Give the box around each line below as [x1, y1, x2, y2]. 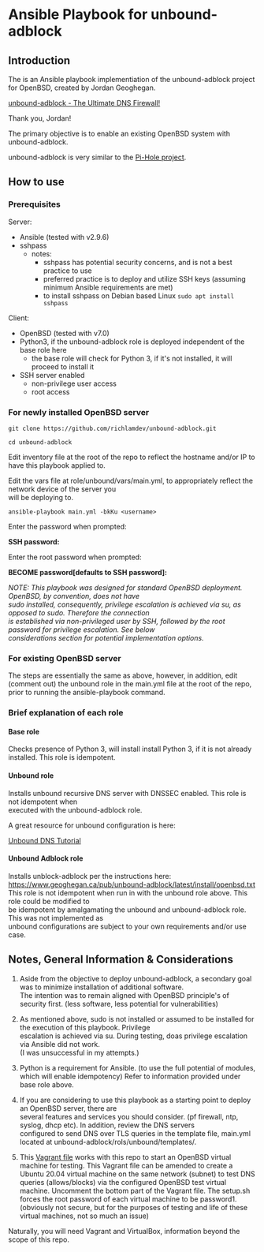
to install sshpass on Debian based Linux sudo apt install [43, 290, 235, 301]
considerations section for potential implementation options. [8, 633, 204, 642]
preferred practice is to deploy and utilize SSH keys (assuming [43, 274, 246, 283]
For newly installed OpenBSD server [8, 406, 150, 417]
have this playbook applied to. [8, 460, 106, 470]
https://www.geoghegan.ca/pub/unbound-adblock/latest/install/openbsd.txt [8, 880, 256, 889]
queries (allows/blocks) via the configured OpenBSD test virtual [19, 1177, 227, 1187]
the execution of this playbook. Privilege [19, 1022, 151, 1032]
